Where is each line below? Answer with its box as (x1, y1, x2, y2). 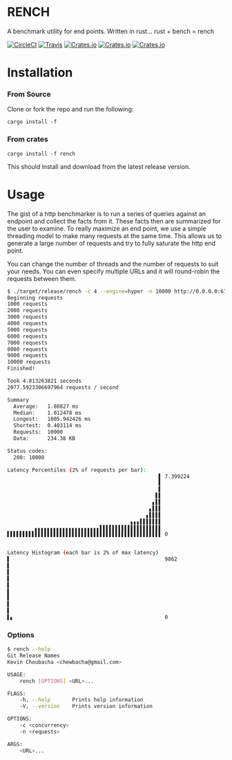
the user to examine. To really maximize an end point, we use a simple (7, 224, 206, 233)
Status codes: (7, 447, 48, 454)
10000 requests (7, 359, 51, 365)
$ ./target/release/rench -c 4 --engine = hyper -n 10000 (7, 288, 171, 295)
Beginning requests (7, 294, 64, 301)
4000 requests (7, 320, 48, 327)
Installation (7, 65, 73, 80)
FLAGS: (7, 690, 26, 697)
